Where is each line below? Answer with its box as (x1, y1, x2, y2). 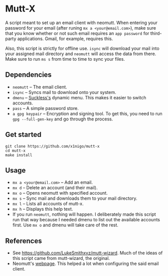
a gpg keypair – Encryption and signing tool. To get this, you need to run (12, 110, 163, 116)
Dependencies (5, 71, 52, 79)
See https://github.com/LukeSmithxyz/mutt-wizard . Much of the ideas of (12, 250, 163, 256)
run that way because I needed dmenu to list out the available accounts (12, 217, 160, 223)
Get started (5, 130, 42, 139)
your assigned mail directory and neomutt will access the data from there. (5, 51, 156, 57)
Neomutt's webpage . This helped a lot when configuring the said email (12, 260, 159, 266)
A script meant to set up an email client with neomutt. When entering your (5, 20, 158, 26)
